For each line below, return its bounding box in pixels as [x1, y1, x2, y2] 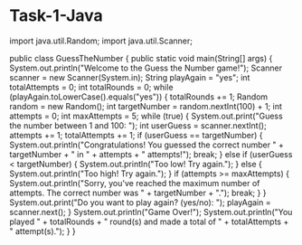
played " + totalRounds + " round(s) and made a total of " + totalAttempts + [9, 216, 289, 227]
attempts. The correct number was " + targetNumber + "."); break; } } [9, 187, 267, 198]
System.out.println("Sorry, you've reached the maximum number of [9, 177, 260, 188]
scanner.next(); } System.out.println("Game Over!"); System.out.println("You [9, 206, 293, 217]
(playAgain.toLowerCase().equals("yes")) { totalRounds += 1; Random [9, 91, 269, 102]
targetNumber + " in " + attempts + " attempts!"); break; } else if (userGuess [9, 148, 293, 159]
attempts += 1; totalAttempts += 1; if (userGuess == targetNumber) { [9, 129, 263, 140]
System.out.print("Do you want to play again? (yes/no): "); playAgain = [9, 196, 271, 208]
